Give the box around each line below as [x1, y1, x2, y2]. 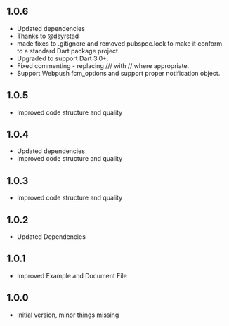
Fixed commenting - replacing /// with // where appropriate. [16, 61, 190, 70]
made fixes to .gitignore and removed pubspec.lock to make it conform [16, 39, 223, 48]
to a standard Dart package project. [16, 46, 120, 55]
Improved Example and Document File [16, 271, 127, 280]
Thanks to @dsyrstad [16, 32, 79, 40]
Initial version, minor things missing [16, 311, 119, 319]
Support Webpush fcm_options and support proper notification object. [16, 69, 221, 77]
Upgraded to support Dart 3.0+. [16, 54, 109, 63]
